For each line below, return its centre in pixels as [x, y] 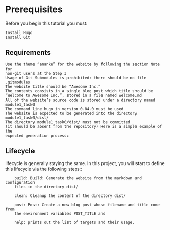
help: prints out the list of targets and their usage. [75, 222]
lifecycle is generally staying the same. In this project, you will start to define [85, 163]
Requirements [28, 53]
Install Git [18, 37]
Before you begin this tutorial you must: [46, 23]
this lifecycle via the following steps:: [44, 169]
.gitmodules [18, 82]
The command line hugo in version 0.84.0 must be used [64, 109]
